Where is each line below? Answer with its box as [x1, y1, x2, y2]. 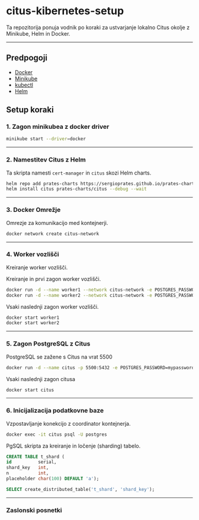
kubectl [14, 81, 34, 88]
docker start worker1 [6, 315, 60, 321]
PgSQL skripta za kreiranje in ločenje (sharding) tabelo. [6, 442, 141, 449]
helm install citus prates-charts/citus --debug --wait [6, 186, 147, 192]
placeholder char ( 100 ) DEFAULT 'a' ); [6, 476, 99, 482]
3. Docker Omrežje [6, 206, 61, 214]
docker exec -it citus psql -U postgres [6, 432, 108, 437]
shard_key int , [6, 465, 49, 471]
